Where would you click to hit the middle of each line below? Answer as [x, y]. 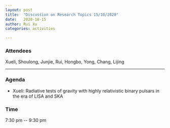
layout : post [19, 10]
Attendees [18, 51]
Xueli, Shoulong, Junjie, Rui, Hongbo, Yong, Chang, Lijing [65, 62]
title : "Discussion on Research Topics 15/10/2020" [62, 15]
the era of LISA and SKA [38, 96]
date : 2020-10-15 [26, 19]
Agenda [15, 80]
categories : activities [30, 29]
